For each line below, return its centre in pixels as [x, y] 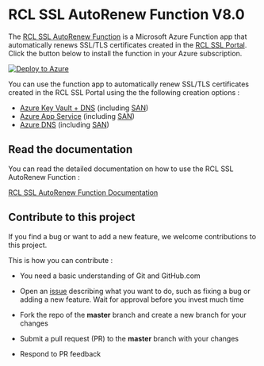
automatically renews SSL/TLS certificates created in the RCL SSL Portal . [128, 44]
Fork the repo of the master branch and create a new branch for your [133, 315]
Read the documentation [71, 149]
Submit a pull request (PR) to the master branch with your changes [129, 338]
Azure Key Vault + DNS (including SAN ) [84, 108]
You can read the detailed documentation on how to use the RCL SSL [121, 169]
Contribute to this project [72, 217]
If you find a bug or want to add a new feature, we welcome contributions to [132, 236]
